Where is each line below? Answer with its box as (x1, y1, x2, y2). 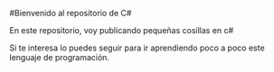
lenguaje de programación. (9, 52, 110, 62)
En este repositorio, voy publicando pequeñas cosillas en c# (9, 25, 234, 35)
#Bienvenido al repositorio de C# (9, 8, 132, 18)
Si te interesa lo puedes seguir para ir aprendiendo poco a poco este (9, 42, 265, 53)
